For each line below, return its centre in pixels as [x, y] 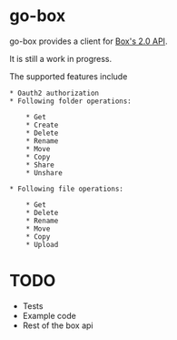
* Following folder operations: [70, 101]
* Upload [42, 244]
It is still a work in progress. [60, 58]
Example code [49, 315]
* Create [42, 125]
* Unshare [44, 173]
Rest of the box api [58, 325]
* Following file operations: [67, 189]
